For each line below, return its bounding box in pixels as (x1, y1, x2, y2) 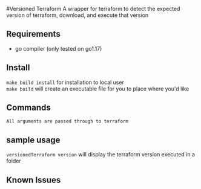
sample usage (6, 135, 61, 145)
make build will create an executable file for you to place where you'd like (6, 85, 189, 92)
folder (6, 157, 21, 165)
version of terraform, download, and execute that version (6, 11, 149, 19)
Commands (6, 103, 51, 113)
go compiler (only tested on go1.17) (15, 45, 102, 52)
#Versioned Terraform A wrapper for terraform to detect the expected (6, 5, 180, 12)
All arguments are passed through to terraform (6, 118, 129, 124)
